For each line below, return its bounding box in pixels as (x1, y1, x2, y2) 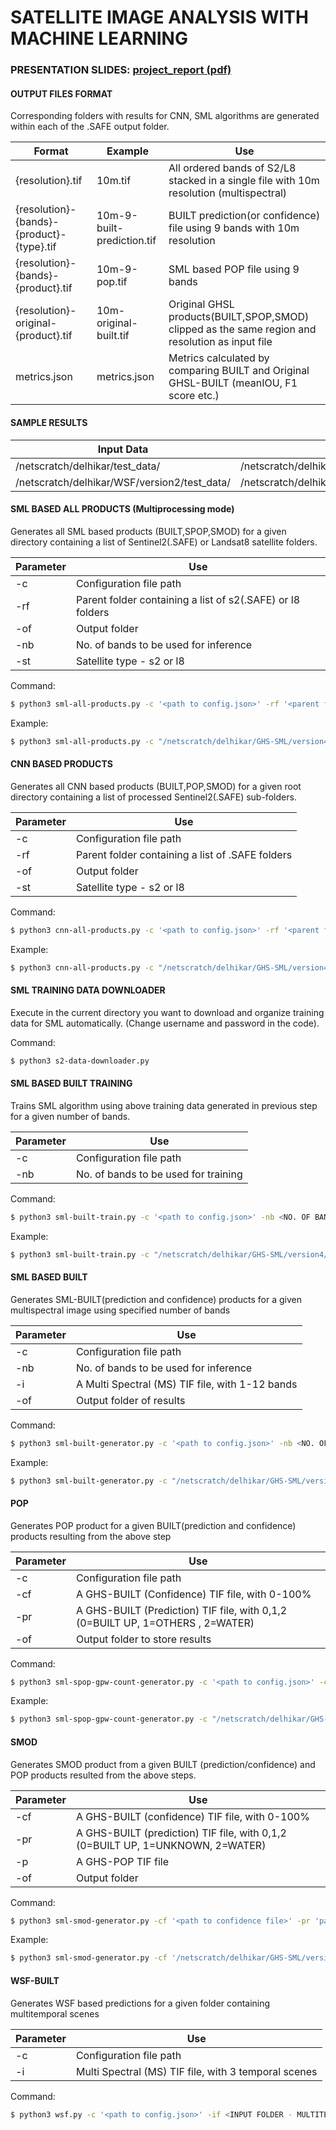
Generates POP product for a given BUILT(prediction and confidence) (10, 1519, 297, 1531)
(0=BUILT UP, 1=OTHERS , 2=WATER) (75, 1616, 255, 1630)
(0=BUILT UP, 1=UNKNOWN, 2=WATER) (75, 1838, 267, 1852)
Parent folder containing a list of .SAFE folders (75, 847, 293, 861)
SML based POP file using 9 (168, 262, 300, 276)
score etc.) (168, 389, 220, 403)
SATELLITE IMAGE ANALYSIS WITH (10, 6, 309, 29)
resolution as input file (168, 335, 273, 349)
